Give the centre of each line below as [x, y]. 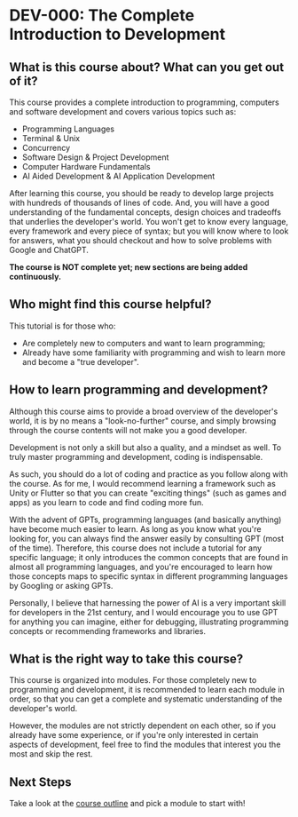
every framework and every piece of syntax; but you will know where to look [149, 231]
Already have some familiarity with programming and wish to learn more [153, 353]
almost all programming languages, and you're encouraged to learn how [141, 567]
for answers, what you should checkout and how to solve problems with [141, 240]
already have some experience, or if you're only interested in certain [134, 735]
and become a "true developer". [80, 361]
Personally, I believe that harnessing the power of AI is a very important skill [148, 603]
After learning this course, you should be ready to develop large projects [142, 193]
